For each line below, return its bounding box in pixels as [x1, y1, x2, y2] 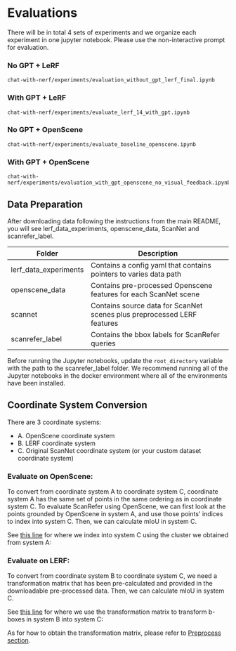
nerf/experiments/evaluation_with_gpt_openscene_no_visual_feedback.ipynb [7, 179, 231, 187]
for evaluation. [7, 43, 49, 51]
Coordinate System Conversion [7, 399, 147, 412]
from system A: [7, 539, 51, 547]
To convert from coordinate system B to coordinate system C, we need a [7, 572, 218, 580]
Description [138, 248, 178, 258]
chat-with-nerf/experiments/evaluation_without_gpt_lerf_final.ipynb [7, 77, 216, 84]
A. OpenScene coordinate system [17, 431, 115, 440]
